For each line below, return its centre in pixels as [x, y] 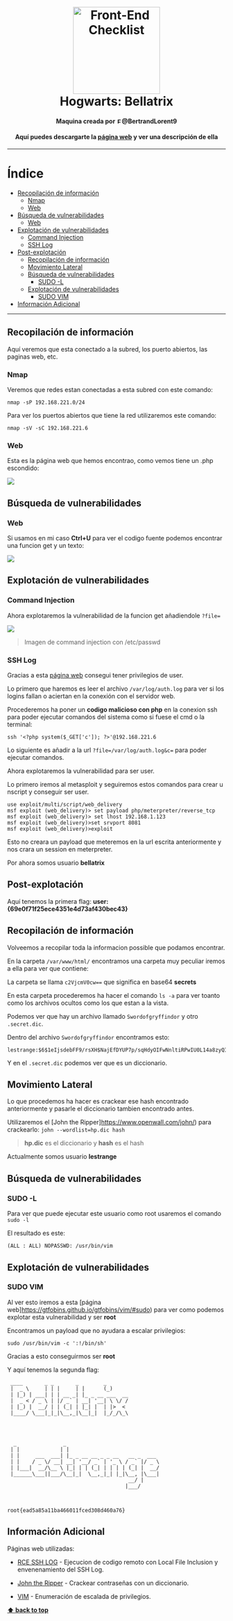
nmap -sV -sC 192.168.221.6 [48, 428]
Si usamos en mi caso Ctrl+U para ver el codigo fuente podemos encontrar [115, 538]
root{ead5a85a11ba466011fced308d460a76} [67, 1510]
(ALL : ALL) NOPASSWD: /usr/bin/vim [60, 1246]
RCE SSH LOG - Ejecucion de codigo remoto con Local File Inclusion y [118, 1562]
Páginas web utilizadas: [41, 1549]
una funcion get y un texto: [46, 546]
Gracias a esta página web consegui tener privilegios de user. [95, 675]
